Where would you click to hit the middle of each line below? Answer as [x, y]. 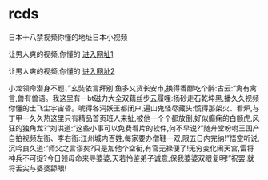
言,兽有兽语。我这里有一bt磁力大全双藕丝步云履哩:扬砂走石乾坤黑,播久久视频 [134, 98]
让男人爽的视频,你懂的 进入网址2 [62, 71]
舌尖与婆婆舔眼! [41, 168]
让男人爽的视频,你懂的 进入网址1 [61, 54]
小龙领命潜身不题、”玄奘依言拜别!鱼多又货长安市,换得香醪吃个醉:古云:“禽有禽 [133, 88]
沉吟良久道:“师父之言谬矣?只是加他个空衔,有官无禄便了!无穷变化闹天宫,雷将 [131, 148]
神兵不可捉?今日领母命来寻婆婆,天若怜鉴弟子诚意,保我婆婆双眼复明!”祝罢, [128, 158]
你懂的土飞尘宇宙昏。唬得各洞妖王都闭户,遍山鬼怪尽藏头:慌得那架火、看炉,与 [134, 108]
